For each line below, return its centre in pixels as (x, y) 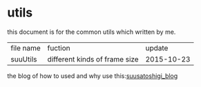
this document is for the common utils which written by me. (92, 32)
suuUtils (24, 59)
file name (26, 48)
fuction (59, 48)
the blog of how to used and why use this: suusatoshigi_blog (93, 76)
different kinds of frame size (93, 59)
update (157, 48)
